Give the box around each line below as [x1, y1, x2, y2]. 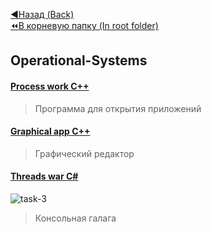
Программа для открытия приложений [34, 102, 202, 114]
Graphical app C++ [10, 125, 91, 138]
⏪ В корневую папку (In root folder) [10, 20, 159, 31]
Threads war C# [10, 170, 79, 183]
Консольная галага [34, 212, 117, 224]
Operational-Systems [10, 52, 148, 69]
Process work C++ [10, 80, 90, 92]
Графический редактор [34, 147, 135, 159]
